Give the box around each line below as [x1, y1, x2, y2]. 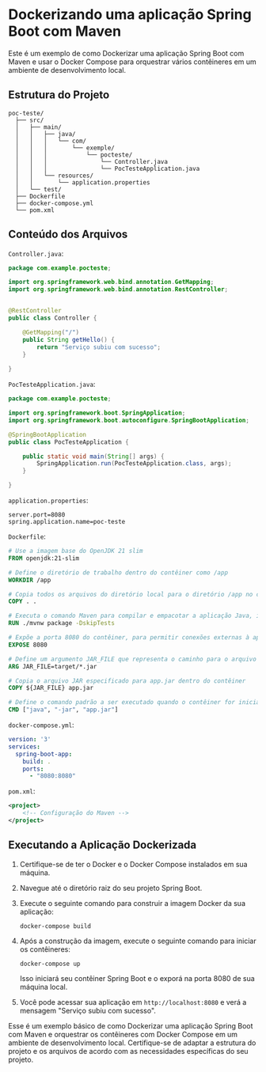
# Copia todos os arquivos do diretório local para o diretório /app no [8, 590, 253, 598]
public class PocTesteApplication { [8, 438, 129, 446]
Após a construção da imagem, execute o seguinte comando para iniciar [19, 936, 256, 945]
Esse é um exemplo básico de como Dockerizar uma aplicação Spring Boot [8, 1021, 253, 1030]
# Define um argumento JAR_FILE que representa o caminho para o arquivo [8, 655, 257, 663]
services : [8, 742, 41, 751]
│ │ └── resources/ [15, 172, 93, 180]
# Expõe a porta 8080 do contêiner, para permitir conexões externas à [8, 634, 249, 642]
